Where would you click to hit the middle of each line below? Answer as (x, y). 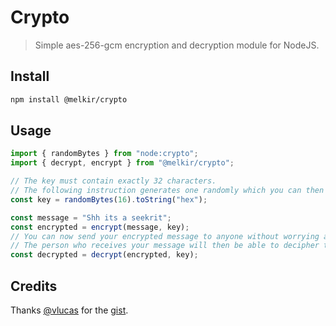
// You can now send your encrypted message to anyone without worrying (165, 236)
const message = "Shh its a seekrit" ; (91, 217)
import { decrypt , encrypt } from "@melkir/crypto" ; (122, 163)
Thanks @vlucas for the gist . (69, 310)
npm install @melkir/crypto (69, 99)
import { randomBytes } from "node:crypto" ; (104, 154)
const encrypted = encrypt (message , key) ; (100, 227)
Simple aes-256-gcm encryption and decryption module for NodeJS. (177, 45)
